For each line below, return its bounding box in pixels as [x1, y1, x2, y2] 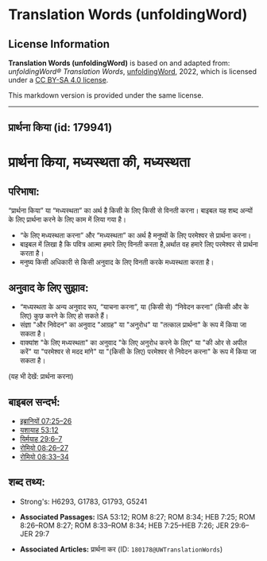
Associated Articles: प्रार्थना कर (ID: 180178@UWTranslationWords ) [19, 544, 223, 554]
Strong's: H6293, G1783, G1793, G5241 [19, 497, 148, 506]
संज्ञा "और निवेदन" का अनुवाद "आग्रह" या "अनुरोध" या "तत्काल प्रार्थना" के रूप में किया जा [19, 320, 247, 330]
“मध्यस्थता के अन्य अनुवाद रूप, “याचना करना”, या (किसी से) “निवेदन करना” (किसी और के [19, 302, 250, 311]
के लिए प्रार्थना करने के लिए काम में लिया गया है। [8, 215, 127, 224]
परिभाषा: [8, 184, 40, 198]
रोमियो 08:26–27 [19, 443, 69, 453]
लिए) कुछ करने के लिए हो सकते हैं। [19, 311, 109, 321]
